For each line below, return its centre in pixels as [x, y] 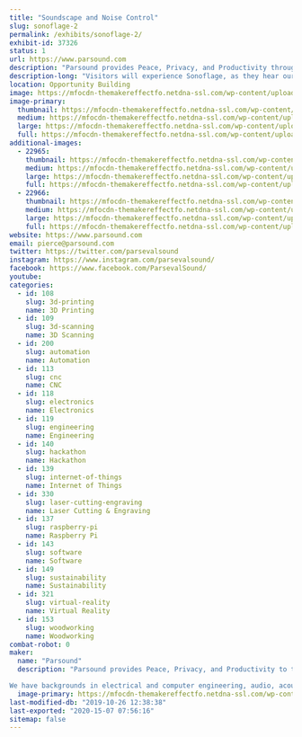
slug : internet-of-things [74, 477]
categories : [31, 285]
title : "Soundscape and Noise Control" [84, 18]
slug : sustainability [66, 577]
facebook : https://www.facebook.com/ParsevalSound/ [108, 269]
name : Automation [58, 360]
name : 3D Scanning [60, 335]
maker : [22, 653]
